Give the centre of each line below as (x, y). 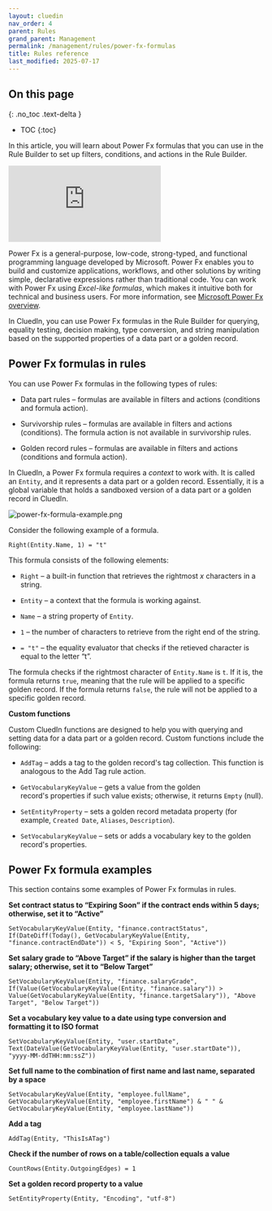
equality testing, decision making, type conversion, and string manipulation (134, 330)
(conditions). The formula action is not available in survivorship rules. (136, 432)
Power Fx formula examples (80, 870)
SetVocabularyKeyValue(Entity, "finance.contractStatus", (108, 929)
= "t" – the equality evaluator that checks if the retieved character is (135, 647)
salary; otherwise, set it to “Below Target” (81, 967)
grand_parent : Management (52, 39)
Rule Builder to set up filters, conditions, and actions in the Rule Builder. (128, 154)
